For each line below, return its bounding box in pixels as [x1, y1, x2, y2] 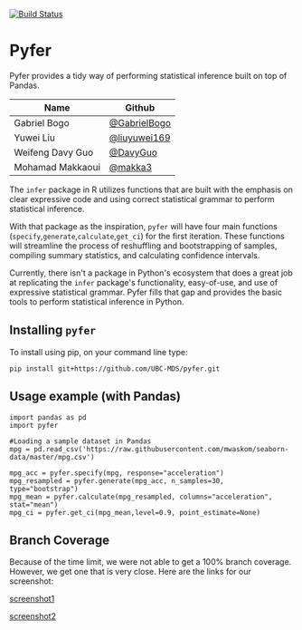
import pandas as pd [9, 412, 88, 422]
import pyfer [9, 421, 59, 430]
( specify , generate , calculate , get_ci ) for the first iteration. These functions [9, 230, 285, 241]
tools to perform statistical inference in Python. [9, 296, 184, 307]
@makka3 [109, 160, 152, 173]
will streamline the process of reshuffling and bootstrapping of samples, [9, 240, 278, 251]
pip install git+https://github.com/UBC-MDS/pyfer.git [9, 363, 221, 373]
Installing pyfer [9, 323, 97, 338]
